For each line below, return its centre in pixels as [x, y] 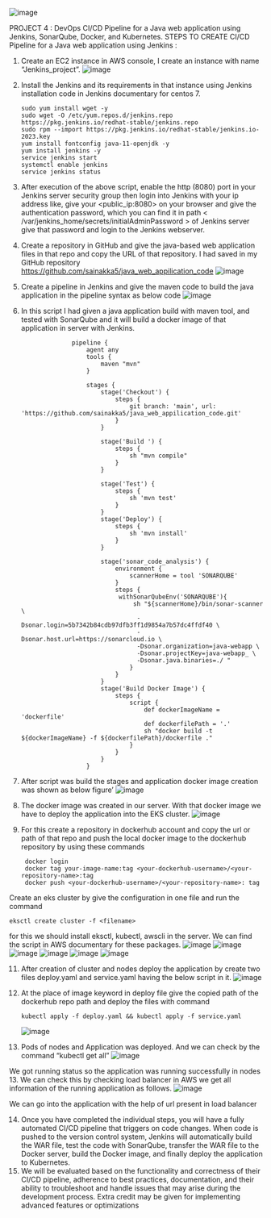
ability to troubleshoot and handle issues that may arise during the [131, 1188]
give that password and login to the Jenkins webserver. [113, 229]
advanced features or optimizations [80, 1205]
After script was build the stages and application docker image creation [140, 781]
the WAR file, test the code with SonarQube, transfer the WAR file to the [140, 1145]
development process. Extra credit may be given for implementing [131, 1197]
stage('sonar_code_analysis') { [155, 561]
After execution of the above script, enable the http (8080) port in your [138, 187]
